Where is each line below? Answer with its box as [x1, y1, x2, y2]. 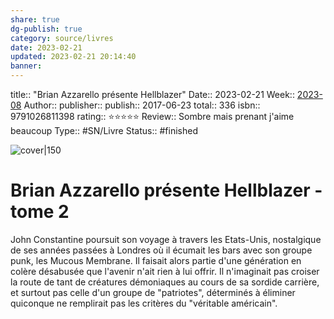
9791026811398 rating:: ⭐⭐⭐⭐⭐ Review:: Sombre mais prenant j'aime [10, 111, 295, 122]
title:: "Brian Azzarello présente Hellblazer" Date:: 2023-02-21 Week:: [10, 89, 295, 100]
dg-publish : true [10, 24, 83, 34]
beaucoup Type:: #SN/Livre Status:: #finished [10, 125, 198, 136]
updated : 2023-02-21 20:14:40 [10, 52, 137, 62]
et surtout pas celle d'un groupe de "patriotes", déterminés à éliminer [10, 286, 296, 298]
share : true [10, 14, 60, 25]
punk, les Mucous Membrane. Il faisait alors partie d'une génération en [10, 254, 302, 266]
